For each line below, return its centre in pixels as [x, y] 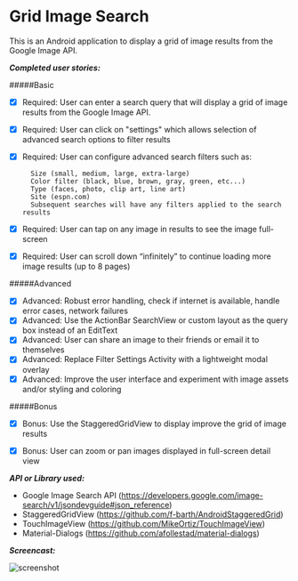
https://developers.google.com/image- [193, 495]
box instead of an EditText [70, 330]
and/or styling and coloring [72, 389]
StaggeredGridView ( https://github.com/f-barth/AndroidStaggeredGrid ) [153, 514]
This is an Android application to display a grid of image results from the [141, 41]
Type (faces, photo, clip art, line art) [109, 190]
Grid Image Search [79, 16]
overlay [36, 369]
